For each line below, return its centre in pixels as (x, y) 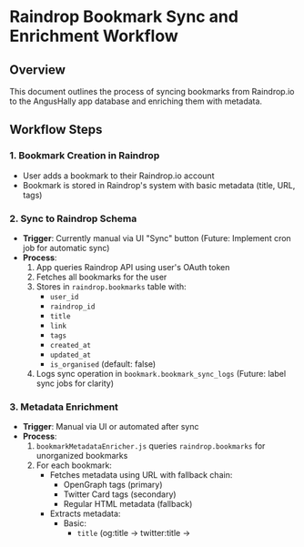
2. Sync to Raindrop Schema (73, 218)
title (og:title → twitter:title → (134, 533)
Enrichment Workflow (94, 36)
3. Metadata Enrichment (64, 407)
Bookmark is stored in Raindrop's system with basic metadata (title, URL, (159, 185)
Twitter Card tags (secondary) (120, 494)
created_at (70, 345)
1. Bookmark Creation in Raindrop (85, 156)
